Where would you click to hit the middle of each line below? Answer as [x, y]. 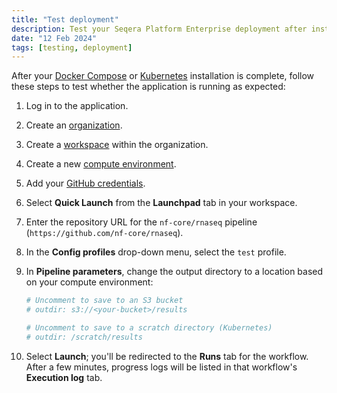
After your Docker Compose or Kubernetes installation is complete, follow [163, 76]
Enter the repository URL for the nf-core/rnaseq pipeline [141, 222]
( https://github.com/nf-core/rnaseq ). [104, 233]
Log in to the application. [77, 106]
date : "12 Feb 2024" [54, 38]
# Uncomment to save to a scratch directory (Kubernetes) [149, 328]
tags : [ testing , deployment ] [72, 47]
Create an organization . [74, 125]
